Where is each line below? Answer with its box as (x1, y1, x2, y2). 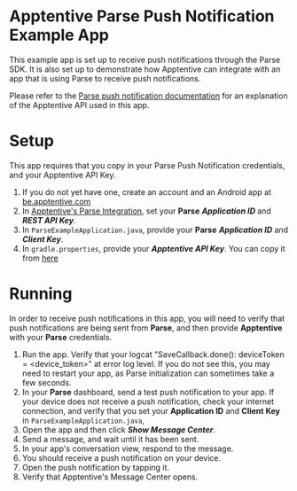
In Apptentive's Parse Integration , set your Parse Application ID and (21, 206, 272, 216)
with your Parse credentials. (9, 331, 113, 342)
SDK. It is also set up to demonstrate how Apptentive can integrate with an (9, 64, 281, 74)
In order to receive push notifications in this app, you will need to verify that (9, 313, 285, 323)
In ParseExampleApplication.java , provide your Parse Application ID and (21, 224, 289, 235)
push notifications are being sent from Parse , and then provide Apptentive (9, 322, 283, 333)
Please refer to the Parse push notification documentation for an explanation (9, 90, 288, 101)
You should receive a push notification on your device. (21, 452, 222, 463)
